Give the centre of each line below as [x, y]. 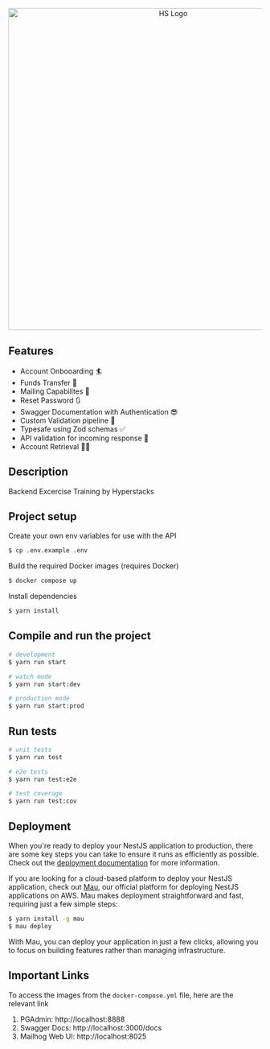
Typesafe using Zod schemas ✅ [73, 429]
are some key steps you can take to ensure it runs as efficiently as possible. [134, 854]
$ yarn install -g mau [46, 919]
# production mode [39, 699]
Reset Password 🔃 [50, 400]
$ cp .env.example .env [48, 551]
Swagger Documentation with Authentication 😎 [99, 411]
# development [32, 655]
